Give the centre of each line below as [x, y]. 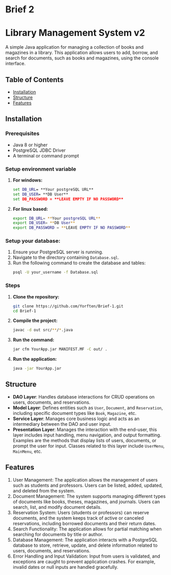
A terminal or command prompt [46, 155]
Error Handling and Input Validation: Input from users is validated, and [86, 556]
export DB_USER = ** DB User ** [44, 223]
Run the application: [35, 359]
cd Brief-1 [24, 311]
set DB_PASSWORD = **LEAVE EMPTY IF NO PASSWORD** [68, 199]
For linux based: [30, 209]
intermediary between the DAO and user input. [62, 424]
